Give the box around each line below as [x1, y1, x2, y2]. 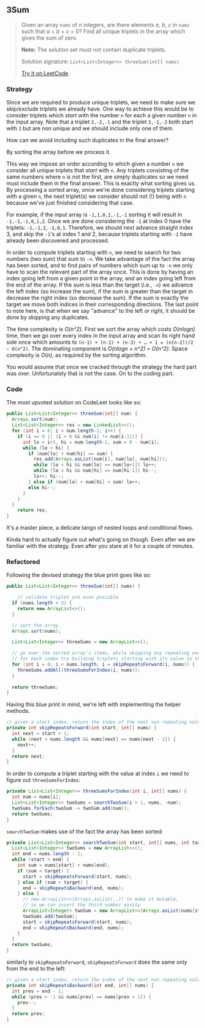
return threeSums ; [12, 684, 59, 690]
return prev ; [12, 1011, 45, 1017]
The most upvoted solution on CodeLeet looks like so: [6, 399, 142, 406]
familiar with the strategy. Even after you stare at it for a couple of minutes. [6, 542, 194, 550]
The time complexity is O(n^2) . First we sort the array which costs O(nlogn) [6, 326, 195, 333]
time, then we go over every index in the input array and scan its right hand [6, 332, 195, 340]
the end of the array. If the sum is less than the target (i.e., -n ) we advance [6, 281, 193, 289]
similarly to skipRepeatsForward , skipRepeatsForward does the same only [6, 958, 187, 966]
